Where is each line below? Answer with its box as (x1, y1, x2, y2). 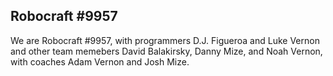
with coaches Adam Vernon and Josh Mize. (10, 55, 190, 68)
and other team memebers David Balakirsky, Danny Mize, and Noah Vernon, (10, 45, 323, 57)
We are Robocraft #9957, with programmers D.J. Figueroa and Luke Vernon (10, 34, 320, 46)
